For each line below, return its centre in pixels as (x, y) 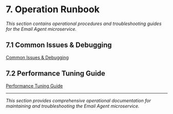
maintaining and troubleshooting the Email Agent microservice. (73, 106)
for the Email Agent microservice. (41, 29)
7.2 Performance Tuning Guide (56, 73)
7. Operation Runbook (53, 9)
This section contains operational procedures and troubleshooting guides (84, 24)
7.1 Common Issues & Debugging (59, 45)
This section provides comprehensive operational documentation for (78, 100)
